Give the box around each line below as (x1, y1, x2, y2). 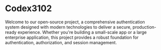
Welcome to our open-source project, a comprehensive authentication (5, 19, 145, 25)
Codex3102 (5, 3, 52, 14)
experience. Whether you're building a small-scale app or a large (17, 29, 147, 35)
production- (132, 24, 157, 30)
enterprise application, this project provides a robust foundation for (5, 34, 139, 40)
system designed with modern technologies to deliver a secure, (5, 24, 132, 30)
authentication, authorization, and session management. (5, 39, 117, 45)
